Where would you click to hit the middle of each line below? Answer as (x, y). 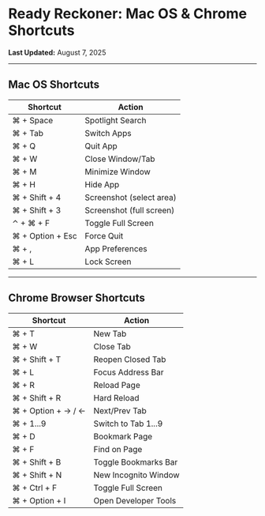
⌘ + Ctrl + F (35, 488)
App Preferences (116, 248)
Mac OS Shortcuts (54, 85)
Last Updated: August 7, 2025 (57, 52)
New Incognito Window (136, 475)
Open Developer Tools (135, 500)
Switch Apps (108, 133)
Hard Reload (116, 397)
